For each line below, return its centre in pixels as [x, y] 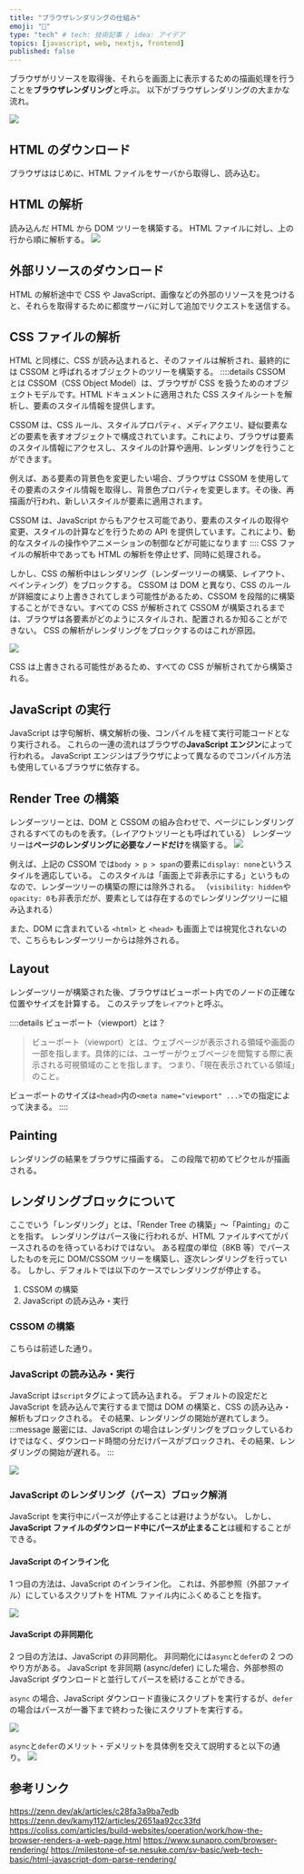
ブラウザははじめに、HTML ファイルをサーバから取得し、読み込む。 [137, 172]
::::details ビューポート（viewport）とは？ [88, 1023]
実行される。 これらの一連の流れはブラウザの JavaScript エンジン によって [155, 744]
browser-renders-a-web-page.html [75, 1840]
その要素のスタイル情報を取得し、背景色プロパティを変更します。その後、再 [152, 490]
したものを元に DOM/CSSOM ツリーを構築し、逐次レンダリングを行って [144, 1259]
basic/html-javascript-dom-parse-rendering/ [93, 1859]
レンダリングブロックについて [93, 1202]
